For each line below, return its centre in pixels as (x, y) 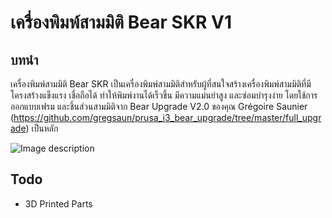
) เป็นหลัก (42, 128)
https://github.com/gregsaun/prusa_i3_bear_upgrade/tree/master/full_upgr (167, 117)
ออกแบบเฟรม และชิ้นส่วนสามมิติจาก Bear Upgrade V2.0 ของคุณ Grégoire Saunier (159, 106)
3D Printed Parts (58, 203)
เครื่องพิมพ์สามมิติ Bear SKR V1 (121, 22)
